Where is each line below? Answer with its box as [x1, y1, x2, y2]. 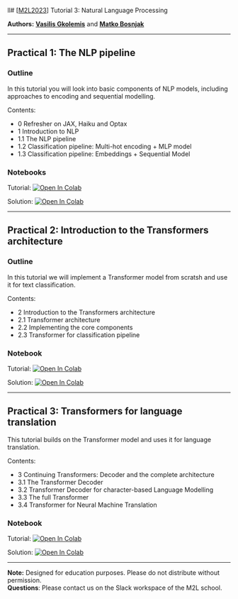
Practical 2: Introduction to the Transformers [7, 224, 209, 236]
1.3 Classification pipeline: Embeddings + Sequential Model [17, 149, 191, 158]
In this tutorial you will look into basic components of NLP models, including [7, 84, 228, 93]
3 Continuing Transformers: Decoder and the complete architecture [17, 470, 215, 478]
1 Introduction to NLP [17, 127, 79, 136]
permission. [7, 576, 42, 585]
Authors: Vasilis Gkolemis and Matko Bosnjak [7, 20, 144, 28]
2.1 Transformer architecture [17, 315, 101, 324]
